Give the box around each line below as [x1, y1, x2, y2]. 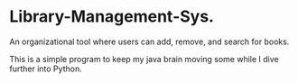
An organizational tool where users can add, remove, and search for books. [9, 36, 290, 47]
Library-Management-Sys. [9, 6, 215, 27]
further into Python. [9, 63, 83, 74]
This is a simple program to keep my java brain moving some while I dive [9, 53, 279, 64]
